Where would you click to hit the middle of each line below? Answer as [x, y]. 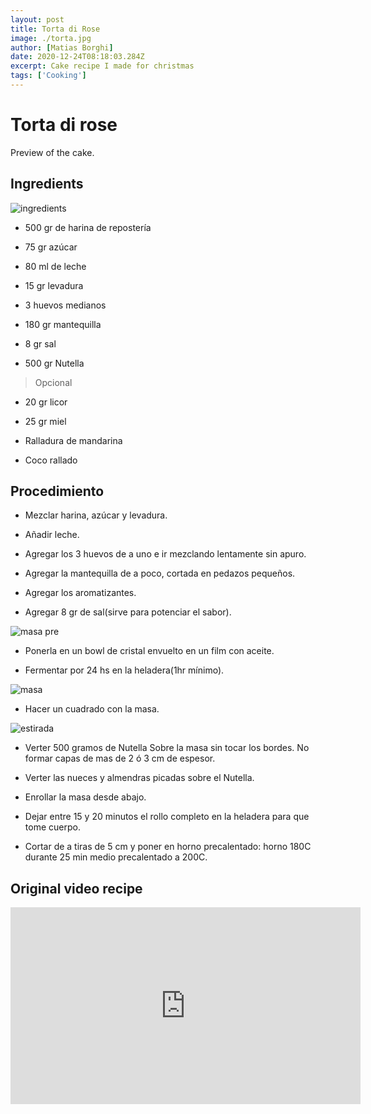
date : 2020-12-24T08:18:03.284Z [77, 57]
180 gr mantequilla [63, 324]
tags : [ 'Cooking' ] [48, 76]
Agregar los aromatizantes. [80, 593]
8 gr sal [40, 343]
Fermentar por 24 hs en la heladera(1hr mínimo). [124, 670]
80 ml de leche [55, 266]
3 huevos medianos [65, 305]
